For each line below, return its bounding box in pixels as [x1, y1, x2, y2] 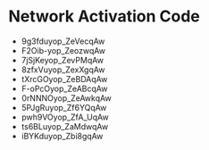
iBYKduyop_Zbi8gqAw [21, 130, 104, 141]
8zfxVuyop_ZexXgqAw [21, 64, 105, 75]
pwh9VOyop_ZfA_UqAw [21, 112, 109, 122]
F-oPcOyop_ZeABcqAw [21, 83, 108, 94]
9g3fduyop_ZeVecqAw [21, 36, 105, 46]
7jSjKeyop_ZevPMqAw [21, 54, 104, 65]
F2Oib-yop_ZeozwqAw [21, 45, 106, 55]
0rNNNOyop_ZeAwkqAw [21, 92, 113, 104]
